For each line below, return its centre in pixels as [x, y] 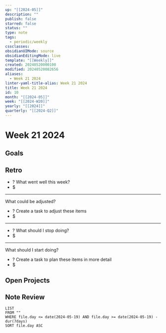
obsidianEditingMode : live [33, 56]
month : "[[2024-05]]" [27, 97]
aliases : [14, 74]
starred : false [21, 23]
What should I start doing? [32, 250]
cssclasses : [17, 46]
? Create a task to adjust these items [49, 211]
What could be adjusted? [30, 202]
